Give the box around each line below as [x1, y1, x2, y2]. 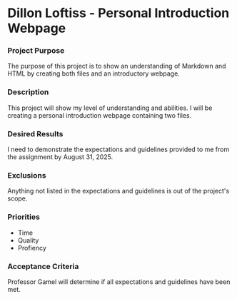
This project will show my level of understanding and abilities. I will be [7, 103, 213, 112]
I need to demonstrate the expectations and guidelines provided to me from [7, 145, 230, 154]
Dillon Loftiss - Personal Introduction [7, 5, 230, 21]
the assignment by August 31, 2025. [7, 153, 114, 161]
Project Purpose [7, 46, 65, 56]
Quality [17, 235, 39, 244]
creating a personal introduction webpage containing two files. [7, 111, 192, 119]
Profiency [17, 243, 46, 252]
